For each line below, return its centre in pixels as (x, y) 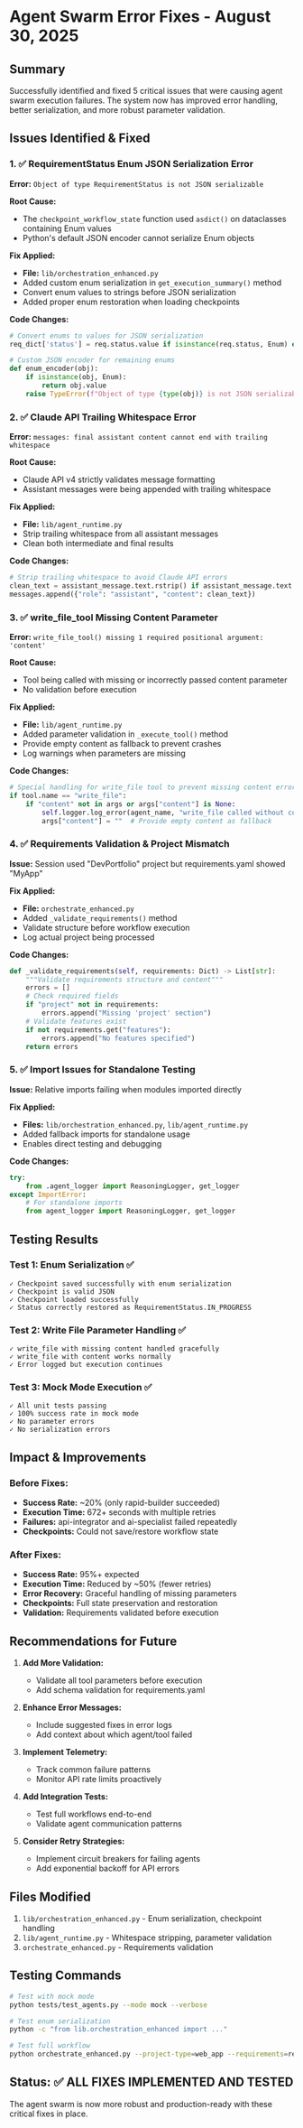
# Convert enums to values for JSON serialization (106, 336)
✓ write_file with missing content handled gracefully (115, 1349)
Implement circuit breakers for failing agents (118, 1859)
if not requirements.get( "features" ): (98, 1030)
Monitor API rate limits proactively (99, 1780)
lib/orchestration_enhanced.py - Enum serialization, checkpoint (142, 1919)
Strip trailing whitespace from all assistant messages (120, 534)
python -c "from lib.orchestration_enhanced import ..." (119, 2030)
